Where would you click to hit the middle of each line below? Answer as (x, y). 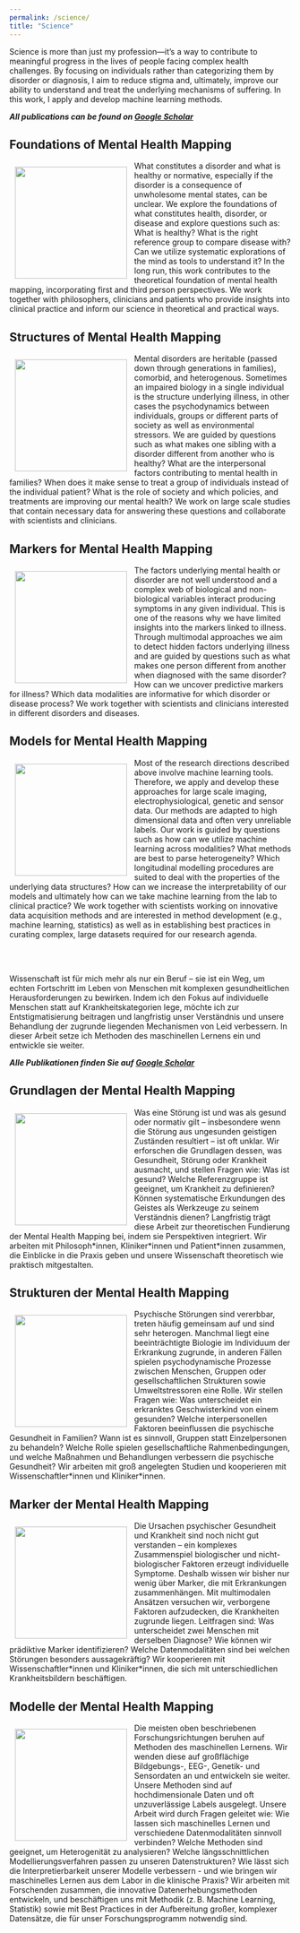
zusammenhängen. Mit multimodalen (202, 1592)
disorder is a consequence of (188, 186)
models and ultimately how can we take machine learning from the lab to (143, 896)
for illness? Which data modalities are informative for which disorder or (140, 694)
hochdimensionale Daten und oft (194, 1795)
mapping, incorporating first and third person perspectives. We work (136, 290)
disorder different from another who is (204, 454)
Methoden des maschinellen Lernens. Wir (211, 1747)
